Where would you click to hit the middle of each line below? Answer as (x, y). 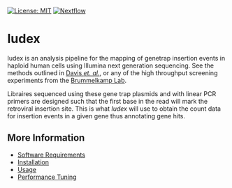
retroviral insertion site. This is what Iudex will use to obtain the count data (114, 109)
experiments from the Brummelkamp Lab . (67, 80)
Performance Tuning (47, 177)
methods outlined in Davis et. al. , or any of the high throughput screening (113, 72)
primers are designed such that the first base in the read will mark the (108, 101)
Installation (33, 162)
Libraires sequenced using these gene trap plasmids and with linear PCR (112, 93)
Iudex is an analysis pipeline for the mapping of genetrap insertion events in (116, 58)
